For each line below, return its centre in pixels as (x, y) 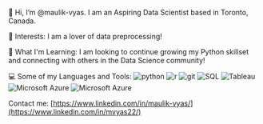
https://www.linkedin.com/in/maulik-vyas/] (123, 103)
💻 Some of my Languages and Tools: (70, 76)
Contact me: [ (31, 103)
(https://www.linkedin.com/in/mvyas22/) (75, 112)
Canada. (22, 21)
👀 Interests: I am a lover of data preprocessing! (85, 36)
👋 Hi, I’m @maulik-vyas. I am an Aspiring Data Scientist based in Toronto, (128, 12)
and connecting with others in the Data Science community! (107, 60)
